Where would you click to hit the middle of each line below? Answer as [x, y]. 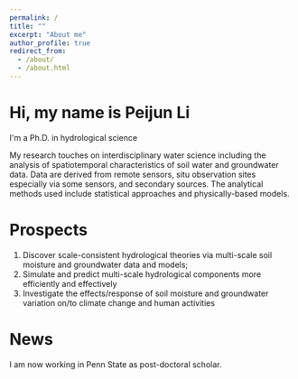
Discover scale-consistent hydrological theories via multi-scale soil [147, 254]
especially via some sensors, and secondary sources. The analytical [136, 184]
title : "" [28, 26]
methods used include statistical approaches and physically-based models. [150, 193]
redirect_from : [38, 51]
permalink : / [34, 18]
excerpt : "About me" [48, 34]
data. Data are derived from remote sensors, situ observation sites [133, 174]
